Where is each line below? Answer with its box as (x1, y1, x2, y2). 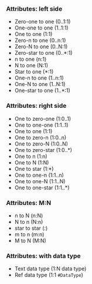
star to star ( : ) (14, 224, 48, 232)
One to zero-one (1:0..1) (14, 115, 71, 122)
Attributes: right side (6, 102, 67, 110)
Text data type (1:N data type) (14, 265, 87, 272)
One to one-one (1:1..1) (14, 121, 69, 128)
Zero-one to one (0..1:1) (14, 18, 71, 25)
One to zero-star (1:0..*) (14, 146, 72, 153)
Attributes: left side (6, 5, 63, 13)
